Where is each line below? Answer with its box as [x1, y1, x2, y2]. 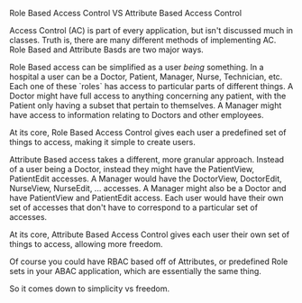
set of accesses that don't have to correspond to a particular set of [9, 202, 259, 213]
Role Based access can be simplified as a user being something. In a [9, 62, 264, 72]
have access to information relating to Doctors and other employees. [9, 110, 264, 120]
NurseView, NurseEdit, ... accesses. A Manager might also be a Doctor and [9, 183, 287, 193]
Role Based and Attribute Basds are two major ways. [9, 44, 205, 55]
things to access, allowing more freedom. [9, 239, 164, 249]
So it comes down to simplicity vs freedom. [9, 283, 169, 294]
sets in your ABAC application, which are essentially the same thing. [9, 266, 261, 276]
